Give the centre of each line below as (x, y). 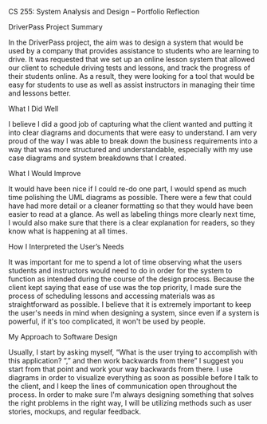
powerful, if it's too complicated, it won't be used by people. (107, 321)
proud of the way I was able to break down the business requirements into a (133, 141)
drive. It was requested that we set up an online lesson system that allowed (132, 59)
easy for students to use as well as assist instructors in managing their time (132, 84)
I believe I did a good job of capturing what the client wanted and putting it (130, 124)
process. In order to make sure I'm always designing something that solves (131, 395)
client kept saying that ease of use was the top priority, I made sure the (125, 287)
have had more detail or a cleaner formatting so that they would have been (131, 206)
